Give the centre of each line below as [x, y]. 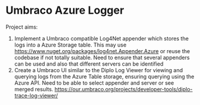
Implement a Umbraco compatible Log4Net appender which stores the [101, 38]
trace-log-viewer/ [36, 95]
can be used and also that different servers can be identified [89, 64]
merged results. [34, 89]
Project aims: [22, 27]
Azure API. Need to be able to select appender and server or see [94, 83]
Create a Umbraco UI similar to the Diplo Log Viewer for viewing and [99, 70]
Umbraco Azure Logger [65, 10]
